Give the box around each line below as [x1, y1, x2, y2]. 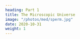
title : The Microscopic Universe [5, 12, 75, 17]
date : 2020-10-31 [5, 21, 42, 27]
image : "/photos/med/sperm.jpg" [5, 17, 73, 22]
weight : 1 [5, 26, 26, 31]
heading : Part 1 [5, 7, 39, 13]
